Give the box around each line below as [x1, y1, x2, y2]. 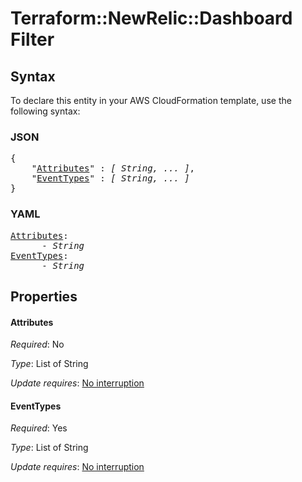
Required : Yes [10, 422, 68, 434]
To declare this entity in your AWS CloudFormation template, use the [10, 95, 292, 106]
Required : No [10, 338, 65, 351]
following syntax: [10, 105, 81, 117]
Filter [10, 28, 55, 51]
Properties [10, 288, 78, 305]
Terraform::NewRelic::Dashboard [10, 7, 293, 30]
